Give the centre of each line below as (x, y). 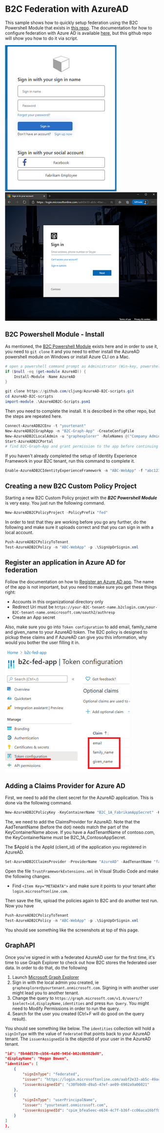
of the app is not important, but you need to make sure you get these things (81, 587)
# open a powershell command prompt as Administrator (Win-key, (72, 366)
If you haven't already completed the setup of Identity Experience (71, 456)
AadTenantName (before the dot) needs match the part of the (67, 827)
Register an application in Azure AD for (65, 562)
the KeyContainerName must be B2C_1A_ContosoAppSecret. (66, 838)
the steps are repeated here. (34, 416)
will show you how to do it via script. (41, 38)
